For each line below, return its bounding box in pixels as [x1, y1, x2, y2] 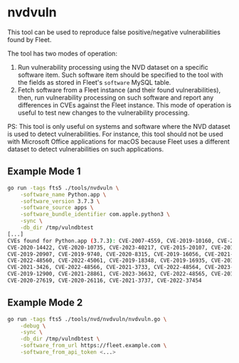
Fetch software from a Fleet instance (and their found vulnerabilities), [17, 85, 221, 94]
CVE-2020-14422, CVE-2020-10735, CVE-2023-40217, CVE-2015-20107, [7, 243, 208, 251]
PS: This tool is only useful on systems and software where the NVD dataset [7, 122, 230, 130]
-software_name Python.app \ [20, 191, 107, 198]
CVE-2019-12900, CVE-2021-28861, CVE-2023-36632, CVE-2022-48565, [7, 270, 208, 278]
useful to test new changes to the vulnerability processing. [17, 108, 190, 117]
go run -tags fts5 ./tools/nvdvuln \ [7, 184, 119, 191]
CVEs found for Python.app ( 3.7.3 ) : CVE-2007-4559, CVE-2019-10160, [7, 237, 215, 244]
